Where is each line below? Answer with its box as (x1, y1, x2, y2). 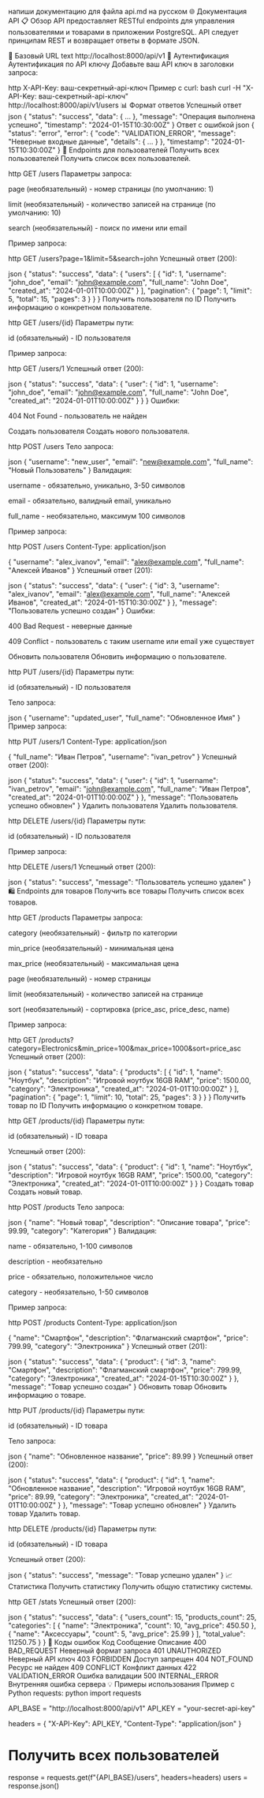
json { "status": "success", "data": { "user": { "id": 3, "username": (8, 581, 220, 590)
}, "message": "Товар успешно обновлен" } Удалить (62, 1500, 236, 1510)
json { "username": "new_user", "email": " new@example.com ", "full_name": (8, 457, 254, 466)
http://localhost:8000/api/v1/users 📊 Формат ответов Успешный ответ (8, 100, 242, 110)
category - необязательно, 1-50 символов (8, 1287, 149, 1297)
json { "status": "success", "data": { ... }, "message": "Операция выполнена (8, 112, 256, 121)
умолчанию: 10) (8, 208, 61, 217)
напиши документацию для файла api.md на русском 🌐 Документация (8, 7, 247, 16)
